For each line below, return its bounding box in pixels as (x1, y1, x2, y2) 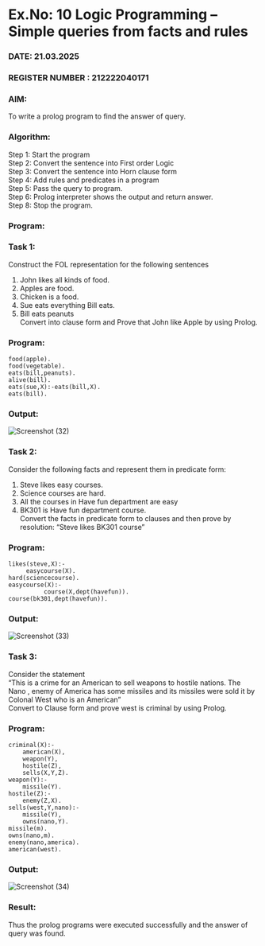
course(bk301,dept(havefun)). (8, 595, 109, 603)
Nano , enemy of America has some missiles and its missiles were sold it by (8, 686, 255, 695)
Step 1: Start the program (8, 150, 90, 159)
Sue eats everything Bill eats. (19, 300, 115, 309)
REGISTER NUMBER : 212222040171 (8, 72, 149, 84)
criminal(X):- (8, 741, 56, 749)
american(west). (8, 845, 62, 853)
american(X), (22, 748, 66, 756)
